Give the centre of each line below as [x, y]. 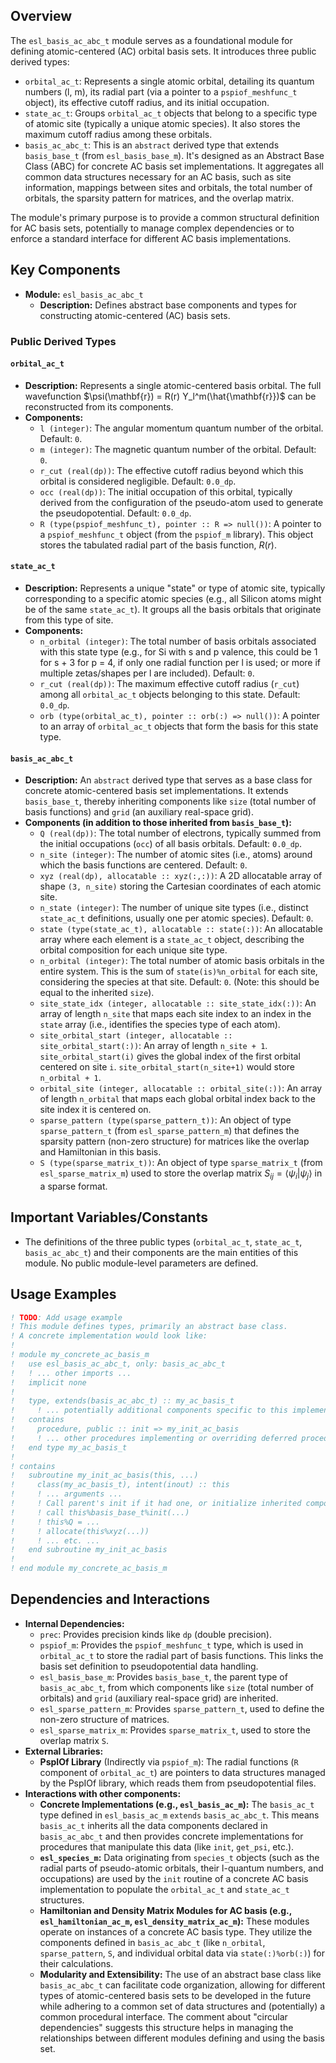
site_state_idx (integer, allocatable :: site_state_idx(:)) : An [178, 1003]
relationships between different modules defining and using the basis [182, 2038]
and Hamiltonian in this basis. [100, 1152]
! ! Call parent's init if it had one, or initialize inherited [156, 1504]
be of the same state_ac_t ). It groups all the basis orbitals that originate [173, 609]
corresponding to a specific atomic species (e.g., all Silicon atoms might [173, 598]
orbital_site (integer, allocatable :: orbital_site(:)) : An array [181, 1088]
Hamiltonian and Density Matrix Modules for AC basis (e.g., [165, 1910]
